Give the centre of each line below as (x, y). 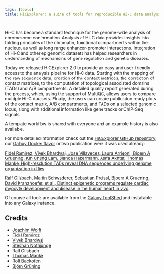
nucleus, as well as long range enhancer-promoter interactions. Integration (80, 48)
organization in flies (25, 168)
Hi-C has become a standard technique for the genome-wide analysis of (78, 32)
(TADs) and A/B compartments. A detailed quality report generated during (79, 88)
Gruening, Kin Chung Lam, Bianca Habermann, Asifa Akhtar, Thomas (74, 158)
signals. (13, 114)
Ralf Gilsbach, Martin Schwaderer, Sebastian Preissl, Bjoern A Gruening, (77, 178)
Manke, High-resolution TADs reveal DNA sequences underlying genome (79, 163)
